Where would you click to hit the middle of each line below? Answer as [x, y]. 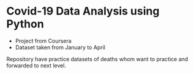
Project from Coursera [43, 41]
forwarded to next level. [36, 66]
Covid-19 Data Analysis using [83, 11]
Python [25, 24]
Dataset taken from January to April [60, 47]
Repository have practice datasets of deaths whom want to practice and [97, 59]
